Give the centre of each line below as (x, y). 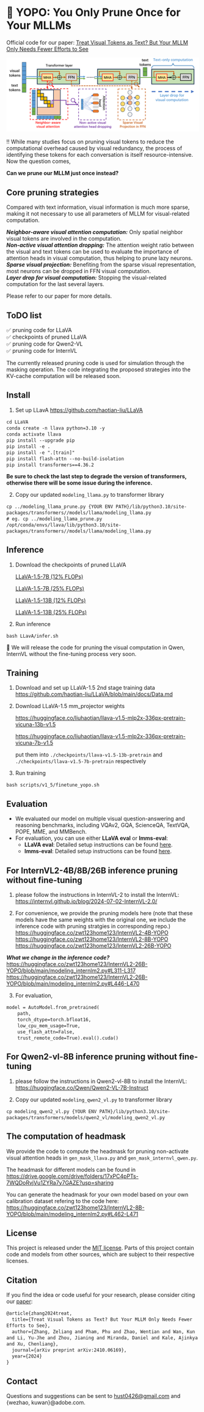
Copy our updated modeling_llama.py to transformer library (89, 494)
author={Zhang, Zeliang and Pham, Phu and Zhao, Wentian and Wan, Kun (104, 1332)
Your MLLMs (39, 25)
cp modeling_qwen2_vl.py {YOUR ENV (52, 1111)
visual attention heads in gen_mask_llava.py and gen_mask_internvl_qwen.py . (102, 1158)
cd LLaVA (17, 422)
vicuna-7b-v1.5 (34, 743)
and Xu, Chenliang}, (33, 1344)
